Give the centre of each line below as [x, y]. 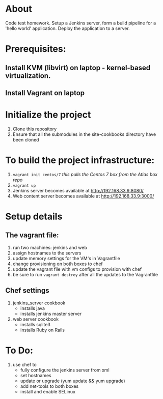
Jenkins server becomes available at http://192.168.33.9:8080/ [78, 190]
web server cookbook [36, 319]
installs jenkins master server [51, 313]
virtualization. [28, 76]
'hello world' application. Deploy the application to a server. [67, 28]
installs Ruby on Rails [43, 330]
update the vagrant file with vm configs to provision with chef [77, 269]
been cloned [26, 139]
